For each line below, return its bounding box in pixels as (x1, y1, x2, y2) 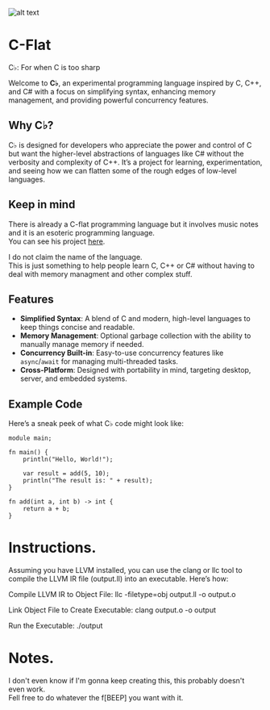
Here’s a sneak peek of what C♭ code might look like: (8, 419, 184, 428)
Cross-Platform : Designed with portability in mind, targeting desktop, (19, 365, 251, 375)
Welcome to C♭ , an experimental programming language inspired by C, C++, (8, 77, 262, 88)
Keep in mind (8, 198, 76, 211)
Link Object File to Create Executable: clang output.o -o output (8, 605, 216, 615)
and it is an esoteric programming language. (8, 228, 156, 237)
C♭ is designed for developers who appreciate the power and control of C (8, 140, 252, 149)
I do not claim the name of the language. (8, 252, 143, 261)
